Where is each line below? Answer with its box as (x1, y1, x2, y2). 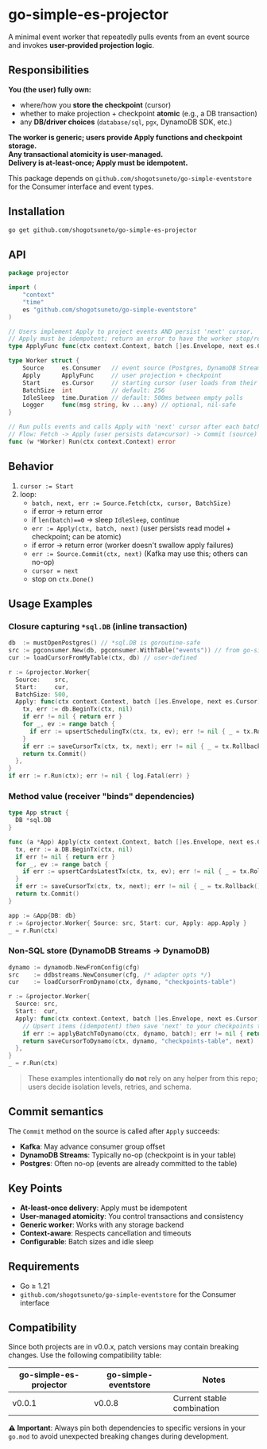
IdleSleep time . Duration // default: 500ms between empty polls (22, 394, 244, 401)
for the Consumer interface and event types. (8, 182, 154, 191)
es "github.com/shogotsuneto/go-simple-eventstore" (22, 305, 197, 314)
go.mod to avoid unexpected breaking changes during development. (8, 1431, 229, 1441)
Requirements (8, 1260, 79, 1274)
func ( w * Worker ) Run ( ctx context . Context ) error (8, 437, 176, 445)
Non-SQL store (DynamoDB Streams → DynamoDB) (8, 946, 211, 957)
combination (172, 1403, 220, 1414)
